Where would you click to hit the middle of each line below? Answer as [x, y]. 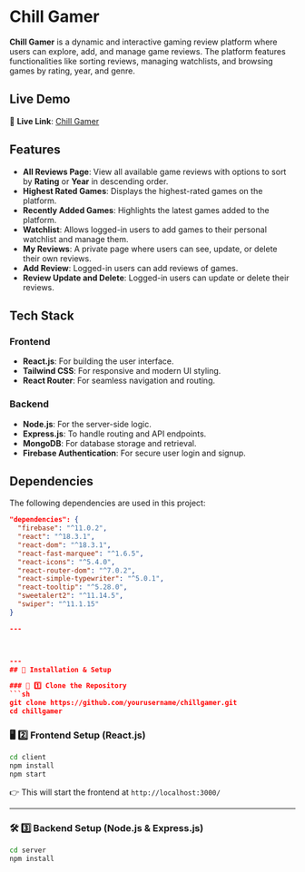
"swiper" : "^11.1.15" [59, 604]
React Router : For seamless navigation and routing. [119, 381]
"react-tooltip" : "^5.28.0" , [73, 587]
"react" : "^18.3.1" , [56, 537]
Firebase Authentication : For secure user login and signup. [134, 453]
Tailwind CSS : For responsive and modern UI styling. [122, 371]
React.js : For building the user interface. [98, 361]
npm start [28, 774]
